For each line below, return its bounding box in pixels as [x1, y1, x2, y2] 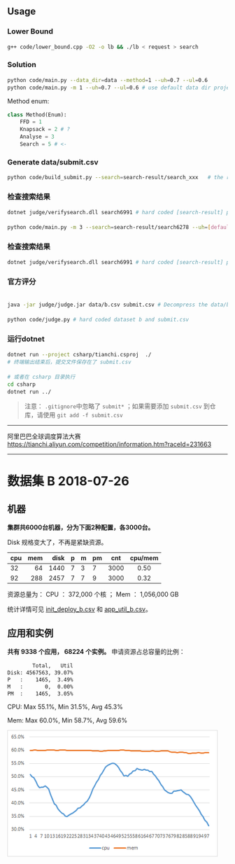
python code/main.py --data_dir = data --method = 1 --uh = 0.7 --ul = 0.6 [7, 76, 208, 83]
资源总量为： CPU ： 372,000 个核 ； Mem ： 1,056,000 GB [7, 590, 179, 599]
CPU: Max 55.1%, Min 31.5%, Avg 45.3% [7, 702, 124, 711]
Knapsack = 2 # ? [20, 126, 71, 133]
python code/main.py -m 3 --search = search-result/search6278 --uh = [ [7, 224, 211, 231]
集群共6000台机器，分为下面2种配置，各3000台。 [7, 523, 155, 531]
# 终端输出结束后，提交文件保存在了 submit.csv [7, 358, 131, 366]
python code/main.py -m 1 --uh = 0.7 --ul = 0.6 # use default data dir [7, 84, 211, 91]
